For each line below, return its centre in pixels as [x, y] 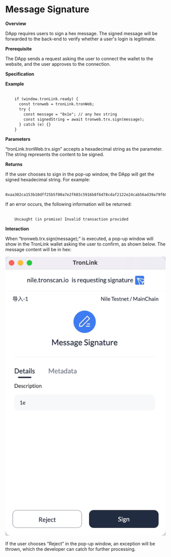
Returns [14, 164]
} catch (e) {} [35, 124]
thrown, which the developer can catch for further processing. [70, 549]
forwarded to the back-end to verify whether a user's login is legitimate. [81, 39]
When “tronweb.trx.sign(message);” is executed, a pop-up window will [79, 238]
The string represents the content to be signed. [55, 154]
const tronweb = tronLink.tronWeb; [56, 104]
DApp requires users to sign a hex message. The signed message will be [81, 33]
